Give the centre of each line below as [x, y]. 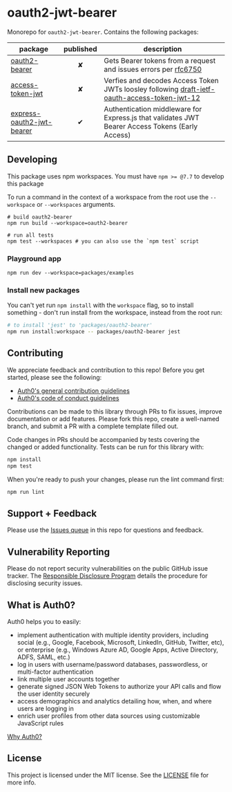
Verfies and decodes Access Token [161, 80]
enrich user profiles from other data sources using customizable [108, 716]
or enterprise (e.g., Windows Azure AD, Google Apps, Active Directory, [118, 650]
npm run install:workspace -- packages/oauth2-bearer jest [94, 332]
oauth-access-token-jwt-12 [152, 98]
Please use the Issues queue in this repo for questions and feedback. [106, 530]
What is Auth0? [41, 605]
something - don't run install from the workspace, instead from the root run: [115, 313]
